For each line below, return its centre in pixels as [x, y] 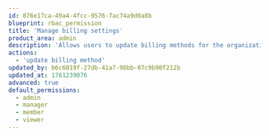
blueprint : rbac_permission [55, 23]
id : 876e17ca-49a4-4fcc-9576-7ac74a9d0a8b [80, 16]
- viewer [30, 120]
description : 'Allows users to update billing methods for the [116, 46]
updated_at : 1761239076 [48, 75]
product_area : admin [43, 38]
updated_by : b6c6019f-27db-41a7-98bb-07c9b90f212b [94, 68]
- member [30, 113]
